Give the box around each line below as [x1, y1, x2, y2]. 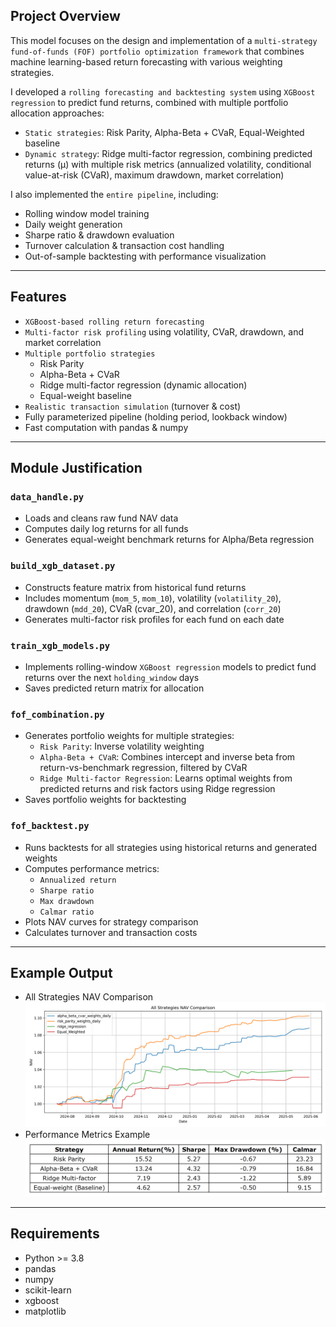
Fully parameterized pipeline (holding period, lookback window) [24, 410, 288, 423]
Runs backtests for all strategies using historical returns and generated [24, 841, 317, 853]
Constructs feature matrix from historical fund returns [24, 581, 247, 593]
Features [10, 289, 67, 306]
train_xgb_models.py [10, 640, 111, 651]
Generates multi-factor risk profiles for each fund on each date [24, 613, 285, 625]
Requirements [10, 1225, 100, 1243]
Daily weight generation [24, 218, 123, 230]
